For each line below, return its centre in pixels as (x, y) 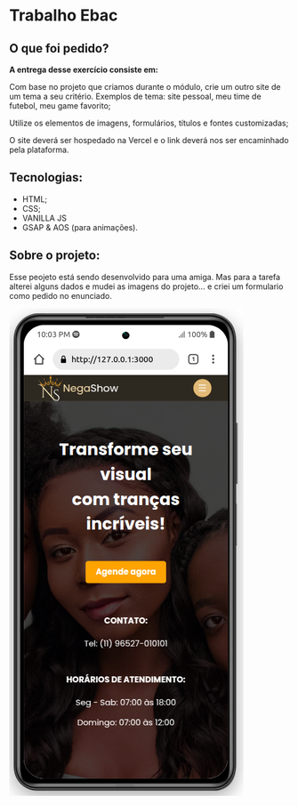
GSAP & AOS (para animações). (80, 227)
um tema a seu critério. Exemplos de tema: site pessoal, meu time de (135, 96)
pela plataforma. (39, 149)
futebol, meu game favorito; (60, 106)
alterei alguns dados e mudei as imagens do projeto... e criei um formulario (146, 286)
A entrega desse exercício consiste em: (84, 69)
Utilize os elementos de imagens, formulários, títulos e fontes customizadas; (149, 123)
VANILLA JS (44, 218)
